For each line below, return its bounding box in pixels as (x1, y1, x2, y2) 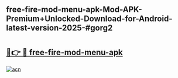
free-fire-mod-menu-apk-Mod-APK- (6, 5, 142, 15)
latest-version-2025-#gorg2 (6, 23, 113, 33)
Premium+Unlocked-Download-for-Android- (6, 14, 173, 24)
